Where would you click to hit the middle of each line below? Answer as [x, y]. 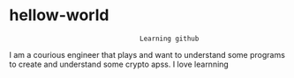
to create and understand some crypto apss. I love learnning [119, 64]
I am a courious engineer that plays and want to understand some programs [147, 54]
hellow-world [59, 15]
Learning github [170, 39]
